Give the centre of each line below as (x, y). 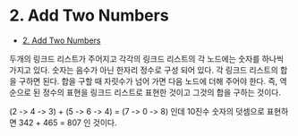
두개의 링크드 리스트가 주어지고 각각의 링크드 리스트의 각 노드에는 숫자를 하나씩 (147, 58)
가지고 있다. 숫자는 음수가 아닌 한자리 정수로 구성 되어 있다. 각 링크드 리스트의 (144, 70)
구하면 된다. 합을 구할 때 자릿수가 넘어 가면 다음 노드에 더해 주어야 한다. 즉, (148, 81)
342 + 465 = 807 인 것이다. (68, 123)
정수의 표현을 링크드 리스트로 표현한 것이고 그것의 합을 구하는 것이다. (162, 92)
